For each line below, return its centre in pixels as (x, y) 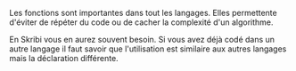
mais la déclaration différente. (64, 58)
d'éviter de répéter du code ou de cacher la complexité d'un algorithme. (141, 22)
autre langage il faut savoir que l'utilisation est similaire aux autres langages (148, 49)
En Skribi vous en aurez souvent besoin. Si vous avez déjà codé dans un (142, 39)
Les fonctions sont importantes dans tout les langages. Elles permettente (144, 13)
